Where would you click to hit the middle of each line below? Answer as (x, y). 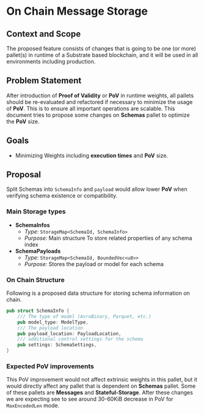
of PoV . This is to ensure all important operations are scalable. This (91, 108)
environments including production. (51, 61)
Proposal (24, 175)
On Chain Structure (36, 279)
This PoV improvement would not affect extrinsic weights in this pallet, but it (102, 380)
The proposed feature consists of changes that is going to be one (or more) (101, 48)
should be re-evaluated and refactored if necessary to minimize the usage (100, 102)
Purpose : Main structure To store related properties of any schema (108, 238)
